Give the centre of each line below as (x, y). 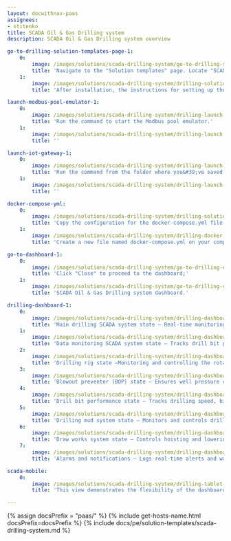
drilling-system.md (34, 531)
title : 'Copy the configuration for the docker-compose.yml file (128, 223)
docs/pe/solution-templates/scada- (166, 523)
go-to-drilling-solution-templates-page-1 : (70, 52)
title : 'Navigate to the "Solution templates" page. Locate (120, 70)
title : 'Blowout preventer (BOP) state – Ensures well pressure (126, 382)
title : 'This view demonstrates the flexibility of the (113, 490)
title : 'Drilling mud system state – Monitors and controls (120, 420)
